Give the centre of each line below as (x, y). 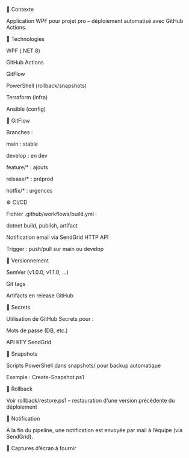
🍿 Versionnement (28, 261)
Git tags (16, 284)
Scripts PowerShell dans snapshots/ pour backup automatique (84, 365)
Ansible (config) (26, 109)
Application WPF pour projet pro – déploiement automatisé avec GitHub (95, 21)
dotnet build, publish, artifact (42, 225)
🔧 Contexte (20, 9)
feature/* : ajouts (27, 167)
